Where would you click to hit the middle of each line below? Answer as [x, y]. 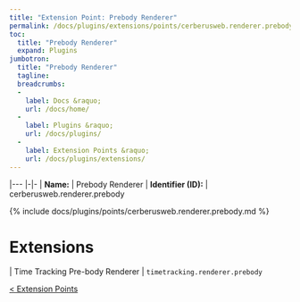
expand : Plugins [47, 51]
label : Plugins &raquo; [70, 126]
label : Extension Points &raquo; [87, 150]
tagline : [33, 76]
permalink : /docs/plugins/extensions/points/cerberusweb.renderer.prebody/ [153, 26]
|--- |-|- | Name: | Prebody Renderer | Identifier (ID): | [108, 184]
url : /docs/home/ [58, 109]
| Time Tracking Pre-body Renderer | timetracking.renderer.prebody [136, 272]
